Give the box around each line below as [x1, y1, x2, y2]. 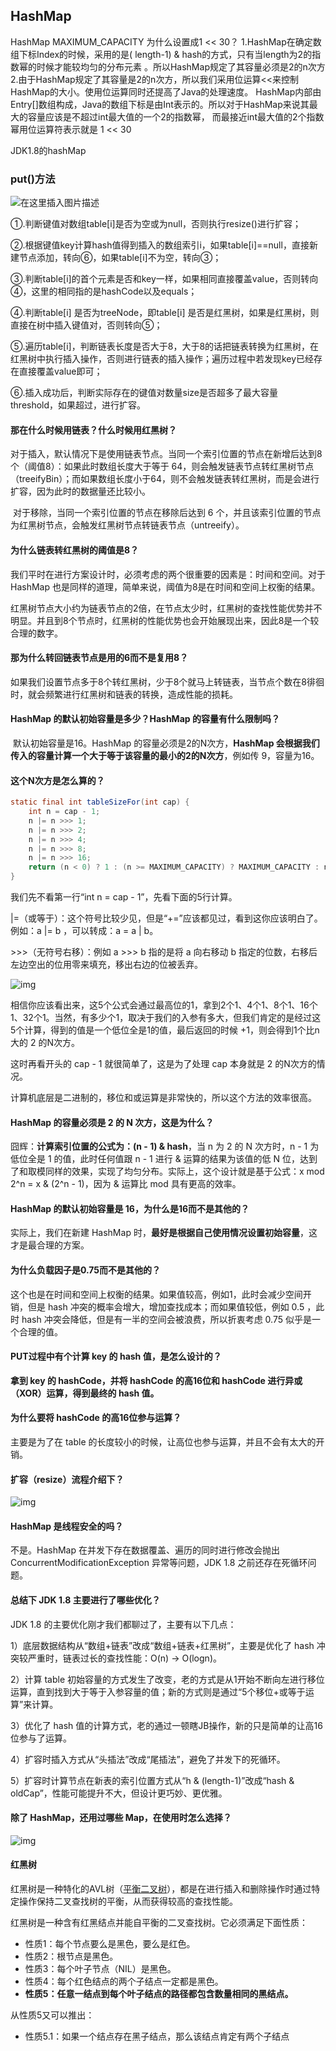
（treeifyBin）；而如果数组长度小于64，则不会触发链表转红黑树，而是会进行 [10, 473, 320, 485]
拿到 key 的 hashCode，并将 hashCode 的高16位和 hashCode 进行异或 [10, 1374, 303, 1386]
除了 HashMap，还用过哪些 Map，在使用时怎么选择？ [10, 1812, 232, 1824]
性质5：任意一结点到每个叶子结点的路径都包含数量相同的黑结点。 [24, 1988, 294, 2000]
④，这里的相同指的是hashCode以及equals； [10, 285, 198, 298]
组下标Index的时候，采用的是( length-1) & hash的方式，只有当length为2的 [10, 48, 313, 60]
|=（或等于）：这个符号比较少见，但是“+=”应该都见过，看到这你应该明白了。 [10, 912, 323, 924]
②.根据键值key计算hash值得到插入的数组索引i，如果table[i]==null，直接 [10, 239, 310, 251]
